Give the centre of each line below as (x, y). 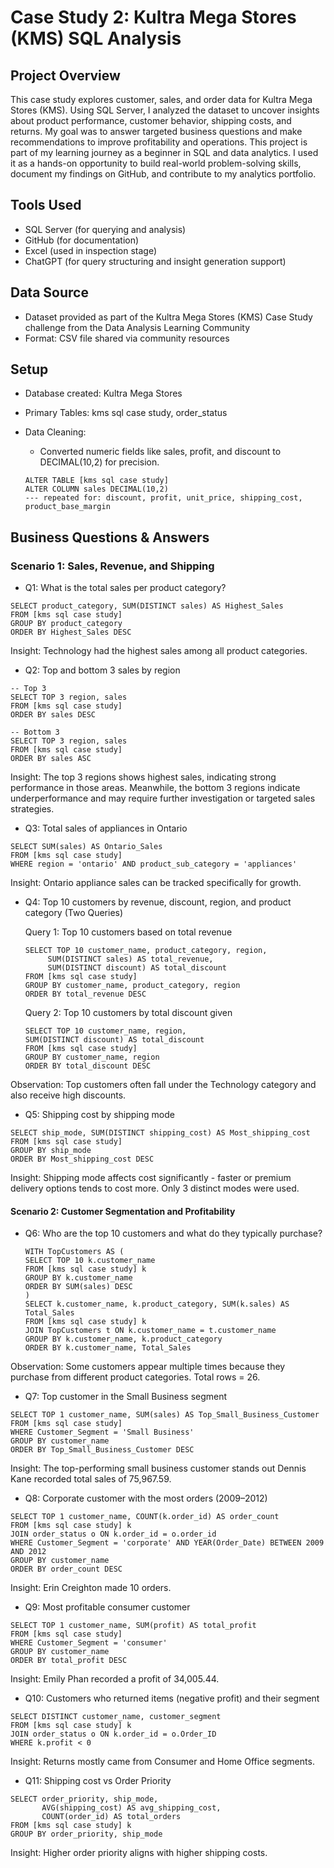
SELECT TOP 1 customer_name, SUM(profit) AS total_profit (133, 1626)
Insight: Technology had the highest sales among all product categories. (159, 651)
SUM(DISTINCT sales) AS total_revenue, (130, 959)
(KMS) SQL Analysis (96, 38)
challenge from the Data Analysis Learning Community (137, 327)
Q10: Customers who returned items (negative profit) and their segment (172, 1698)
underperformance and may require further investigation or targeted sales (163, 798)
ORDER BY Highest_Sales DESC (71, 632)
